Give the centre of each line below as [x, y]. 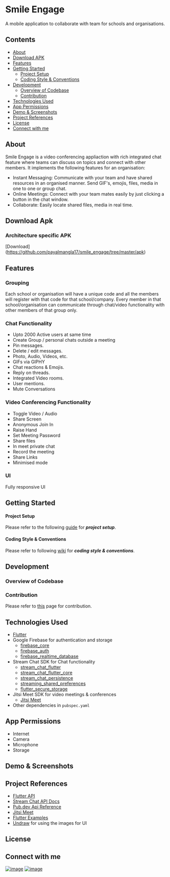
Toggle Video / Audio [35, 413]
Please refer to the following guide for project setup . [61, 527]
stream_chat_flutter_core [46, 673]
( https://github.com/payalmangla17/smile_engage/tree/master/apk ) [76, 252]
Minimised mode [30, 463]
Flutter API [24, 796]
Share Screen [27, 419]
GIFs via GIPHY [29, 362]
